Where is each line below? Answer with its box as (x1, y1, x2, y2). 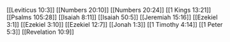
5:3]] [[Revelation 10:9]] (6, 28, 74, 36)
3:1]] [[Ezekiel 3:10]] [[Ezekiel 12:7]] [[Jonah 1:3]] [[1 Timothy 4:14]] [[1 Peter (6, 21, 223, 28)
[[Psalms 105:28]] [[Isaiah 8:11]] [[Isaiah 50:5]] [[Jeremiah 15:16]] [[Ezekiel (6, 13, 218, 21)
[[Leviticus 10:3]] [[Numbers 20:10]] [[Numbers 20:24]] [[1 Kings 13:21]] (6, 6, 211, 14)
